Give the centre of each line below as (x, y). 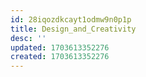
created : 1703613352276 (60, 57)
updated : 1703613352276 (60, 47)
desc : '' (28, 38)
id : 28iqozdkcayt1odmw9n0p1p (71, 19)
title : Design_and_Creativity (73, 29)
